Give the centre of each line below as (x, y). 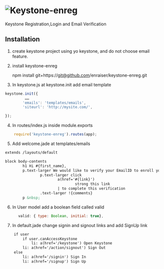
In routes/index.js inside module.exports (52, 125)
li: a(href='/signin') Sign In (54, 257)
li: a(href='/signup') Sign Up (54, 261)
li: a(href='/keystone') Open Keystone (72, 243)
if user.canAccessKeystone (50, 239)
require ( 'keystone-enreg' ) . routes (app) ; (55, 134)
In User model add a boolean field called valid (58, 207)
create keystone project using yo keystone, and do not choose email (81, 51)
